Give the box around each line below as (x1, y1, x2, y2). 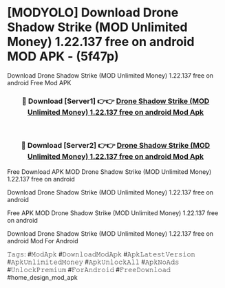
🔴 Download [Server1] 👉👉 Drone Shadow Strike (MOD (21, 96, 210, 106)
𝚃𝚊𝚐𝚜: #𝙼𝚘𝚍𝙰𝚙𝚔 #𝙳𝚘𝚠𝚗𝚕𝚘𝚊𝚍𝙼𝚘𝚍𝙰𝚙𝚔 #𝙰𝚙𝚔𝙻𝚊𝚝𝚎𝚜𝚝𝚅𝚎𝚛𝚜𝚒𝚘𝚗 (7, 250, 196, 258)
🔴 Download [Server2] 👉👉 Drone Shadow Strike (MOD (21, 141, 211, 151)
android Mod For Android (7, 236, 78, 245)
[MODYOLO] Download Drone (7, 5, 179, 21)
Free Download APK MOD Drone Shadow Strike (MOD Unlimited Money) (7, 167, 212, 176)
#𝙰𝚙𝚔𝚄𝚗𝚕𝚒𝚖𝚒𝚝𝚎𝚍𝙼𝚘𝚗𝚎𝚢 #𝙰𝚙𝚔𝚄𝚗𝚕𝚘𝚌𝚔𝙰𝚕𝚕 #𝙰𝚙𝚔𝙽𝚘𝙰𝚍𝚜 (7, 258, 180, 266)
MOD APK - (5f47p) (7, 49, 119, 65)
